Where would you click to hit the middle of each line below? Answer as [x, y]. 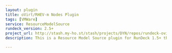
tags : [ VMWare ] [21, 19]
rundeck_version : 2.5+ [29, 29]
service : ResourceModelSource [38, 24]
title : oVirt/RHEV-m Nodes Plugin [42, 15]
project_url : [19, 33]
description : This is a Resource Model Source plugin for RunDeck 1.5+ [83, 38]
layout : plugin [21, 10]
